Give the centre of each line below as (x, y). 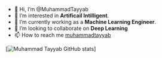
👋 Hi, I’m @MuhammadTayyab (51, 9)
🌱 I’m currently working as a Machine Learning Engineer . (85, 22)
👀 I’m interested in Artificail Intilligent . (62, 16)
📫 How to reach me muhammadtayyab (62, 35)
